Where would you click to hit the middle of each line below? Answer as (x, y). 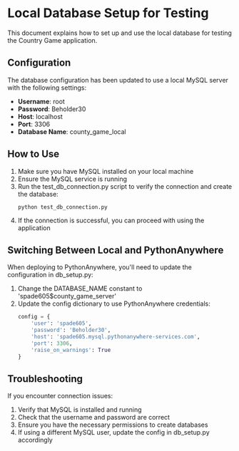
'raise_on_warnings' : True (71, 350)
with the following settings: (47, 88)
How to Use (34, 154)
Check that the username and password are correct (93, 418)
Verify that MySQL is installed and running (80, 410)
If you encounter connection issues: (60, 396)
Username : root (41, 101)
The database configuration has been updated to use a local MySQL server (118, 80)
